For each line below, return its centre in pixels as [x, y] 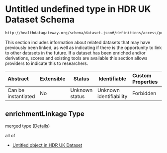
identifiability [112, 96]
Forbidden [144, 93]
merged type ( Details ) [28, 126]
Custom [142, 75]
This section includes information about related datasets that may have [78, 42]
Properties [145, 82]
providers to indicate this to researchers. [47, 63]
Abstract [18, 79]
